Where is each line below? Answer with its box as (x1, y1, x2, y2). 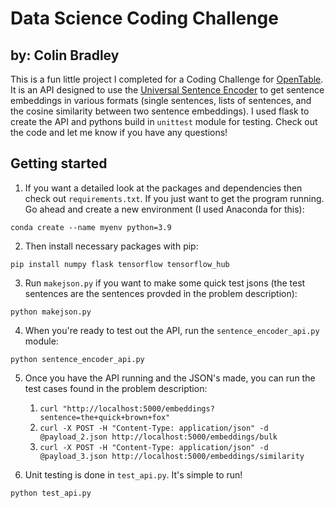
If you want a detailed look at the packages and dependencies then (24, 182, 303, 194)
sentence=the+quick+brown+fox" (39, 412, 171, 422)
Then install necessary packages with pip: (24, 240, 199, 252)
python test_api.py (10, 488, 92, 498)
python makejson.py (10, 307, 92, 317)
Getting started (10, 155, 108, 172)
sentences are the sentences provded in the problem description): (24, 287, 298, 299)
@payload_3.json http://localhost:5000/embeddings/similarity (39, 451, 305, 461)
